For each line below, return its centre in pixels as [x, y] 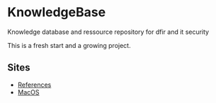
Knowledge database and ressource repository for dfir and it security [108, 32]
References [34, 85]
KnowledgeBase [57, 12]
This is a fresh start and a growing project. [69, 45]
